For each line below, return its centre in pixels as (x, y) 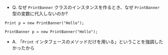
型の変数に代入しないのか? (40, 13)
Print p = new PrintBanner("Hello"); (45, 23)
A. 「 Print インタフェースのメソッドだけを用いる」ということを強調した (88, 42)
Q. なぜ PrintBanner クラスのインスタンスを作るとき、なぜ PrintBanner (86, 7)
